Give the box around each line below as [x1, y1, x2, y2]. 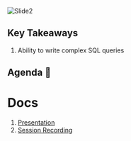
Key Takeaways [7, 27, 79, 39]
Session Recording [17, 126, 73, 135]
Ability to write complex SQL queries [17, 46, 125, 55]
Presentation [17, 118, 55, 127]
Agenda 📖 [7, 67, 52, 79]
